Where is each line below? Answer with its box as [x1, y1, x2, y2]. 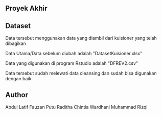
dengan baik [5, 76, 32, 82]
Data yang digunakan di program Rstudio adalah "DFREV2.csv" [5, 60, 138, 66]
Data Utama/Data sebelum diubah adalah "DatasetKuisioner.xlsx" [5, 51, 143, 57]
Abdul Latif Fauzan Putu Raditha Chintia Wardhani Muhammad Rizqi [5, 104, 148, 110]
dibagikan [5, 40, 27, 47]
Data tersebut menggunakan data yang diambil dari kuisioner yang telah [5, 35, 157, 41]
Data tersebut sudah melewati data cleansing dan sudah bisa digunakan [5, 70, 157, 76]
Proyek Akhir [5, 4, 48, 13]
